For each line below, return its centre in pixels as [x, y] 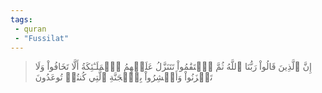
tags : [21, 19]
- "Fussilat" [42, 38]
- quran [30, 29]
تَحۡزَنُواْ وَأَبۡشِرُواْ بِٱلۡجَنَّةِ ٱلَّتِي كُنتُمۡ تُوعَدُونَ [123, 77]
